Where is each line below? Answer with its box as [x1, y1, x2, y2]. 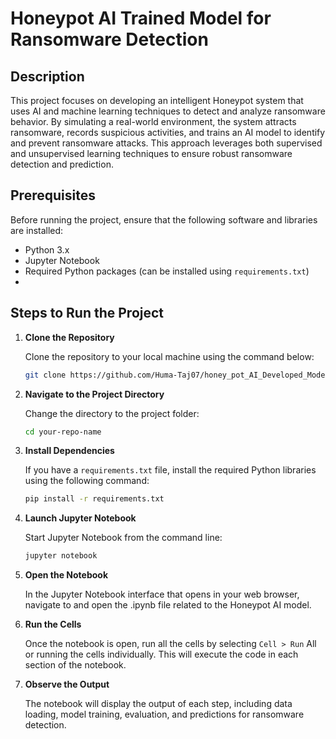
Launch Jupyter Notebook [24, 512, 137, 524]
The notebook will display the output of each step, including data [24, 698, 293, 710]
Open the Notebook [24, 569, 109, 581]
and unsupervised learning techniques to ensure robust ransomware [10, 148, 293, 159]
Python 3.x [24, 243, 70, 256]
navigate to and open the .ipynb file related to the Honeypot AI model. [24, 599, 312, 611]
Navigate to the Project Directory [24, 388, 165, 400]
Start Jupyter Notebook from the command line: [24, 532, 223, 544]
